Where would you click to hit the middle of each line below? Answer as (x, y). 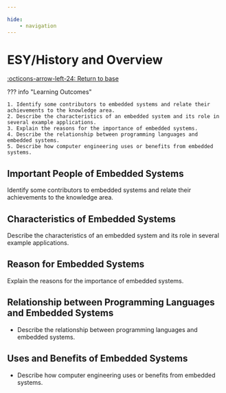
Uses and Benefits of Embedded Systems (98, 358)
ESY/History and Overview (85, 60)
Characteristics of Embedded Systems (92, 219)
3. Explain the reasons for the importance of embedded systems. (102, 129)
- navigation (38, 26)
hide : (15, 19)
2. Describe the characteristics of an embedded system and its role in (113, 117)
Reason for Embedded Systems (76, 264)
